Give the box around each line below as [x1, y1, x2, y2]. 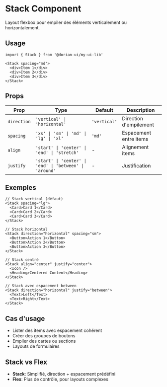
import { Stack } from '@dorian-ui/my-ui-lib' [5, 52, 103, 57]
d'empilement [122, 121, 154, 128]
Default [95, 106, 113, 113]
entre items [122, 135, 149, 142]
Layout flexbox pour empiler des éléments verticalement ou [5, 19, 127, 25]
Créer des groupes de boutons [12, 333, 76, 339]
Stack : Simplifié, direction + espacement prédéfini [12, 371, 116, 377]
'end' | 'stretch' [35, 150, 79, 155]
